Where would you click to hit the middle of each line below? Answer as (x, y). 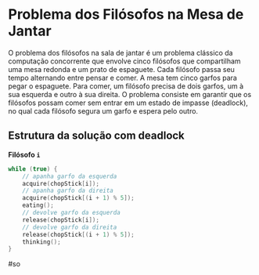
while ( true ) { (33, 169)
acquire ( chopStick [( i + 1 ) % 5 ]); (78, 198)
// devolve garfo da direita (70, 227)
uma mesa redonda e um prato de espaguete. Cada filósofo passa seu (121, 69)
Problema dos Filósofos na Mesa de (126, 14)
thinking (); (41, 242)
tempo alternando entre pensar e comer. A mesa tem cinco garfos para (122, 78)
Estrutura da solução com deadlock (97, 136)
